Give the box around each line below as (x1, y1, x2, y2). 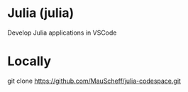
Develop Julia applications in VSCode (7, 28, 117, 37)
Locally (7, 53, 52, 69)
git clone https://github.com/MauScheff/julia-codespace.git (7, 76, 181, 85)
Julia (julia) (7, 5, 74, 21)
